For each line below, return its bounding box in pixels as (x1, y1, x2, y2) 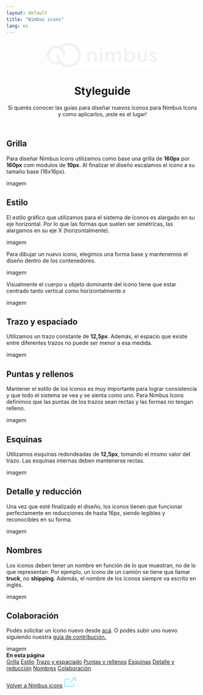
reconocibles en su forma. (6, 516, 72, 523)
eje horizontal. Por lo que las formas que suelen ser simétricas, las (6, 220, 173, 228)
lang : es (6, 23, 29, 29)
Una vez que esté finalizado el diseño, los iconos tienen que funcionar (6, 502, 183, 510)
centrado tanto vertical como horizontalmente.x (6, 287, 126, 294)
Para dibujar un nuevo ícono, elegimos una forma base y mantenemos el (6, 250, 188, 258)
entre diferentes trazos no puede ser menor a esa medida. (6, 340, 152, 347)
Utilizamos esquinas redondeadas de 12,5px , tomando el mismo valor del (6, 450, 191, 458)
